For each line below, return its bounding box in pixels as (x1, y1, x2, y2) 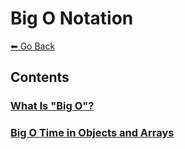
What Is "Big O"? (10, 99, 95, 113)
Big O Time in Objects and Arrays (10, 126, 175, 140)
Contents (10, 69, 70, 86)
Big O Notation (10, 7, 134, 30)
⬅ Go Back (10, 40, 56, 52)
